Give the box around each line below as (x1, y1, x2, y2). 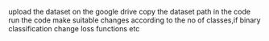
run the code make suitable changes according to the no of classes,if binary (8, 15, 261, 25)
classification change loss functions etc (8, 24, 140, 33)
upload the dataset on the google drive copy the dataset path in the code (8, 7, 251, 16)
